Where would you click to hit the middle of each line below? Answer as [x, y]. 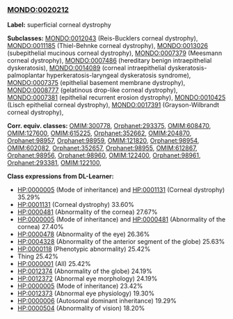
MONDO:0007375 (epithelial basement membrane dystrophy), [96, 83]
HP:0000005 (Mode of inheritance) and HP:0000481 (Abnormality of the [121, 219]
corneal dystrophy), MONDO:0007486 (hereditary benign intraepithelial [110, 61]
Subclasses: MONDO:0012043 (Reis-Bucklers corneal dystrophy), [103, 38]
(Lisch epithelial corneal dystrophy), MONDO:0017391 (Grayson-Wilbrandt [113, 105]
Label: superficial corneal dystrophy [59, 25]
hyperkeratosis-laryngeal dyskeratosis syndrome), [119, 75]
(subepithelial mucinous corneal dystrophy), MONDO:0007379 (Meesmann [115, 53]
